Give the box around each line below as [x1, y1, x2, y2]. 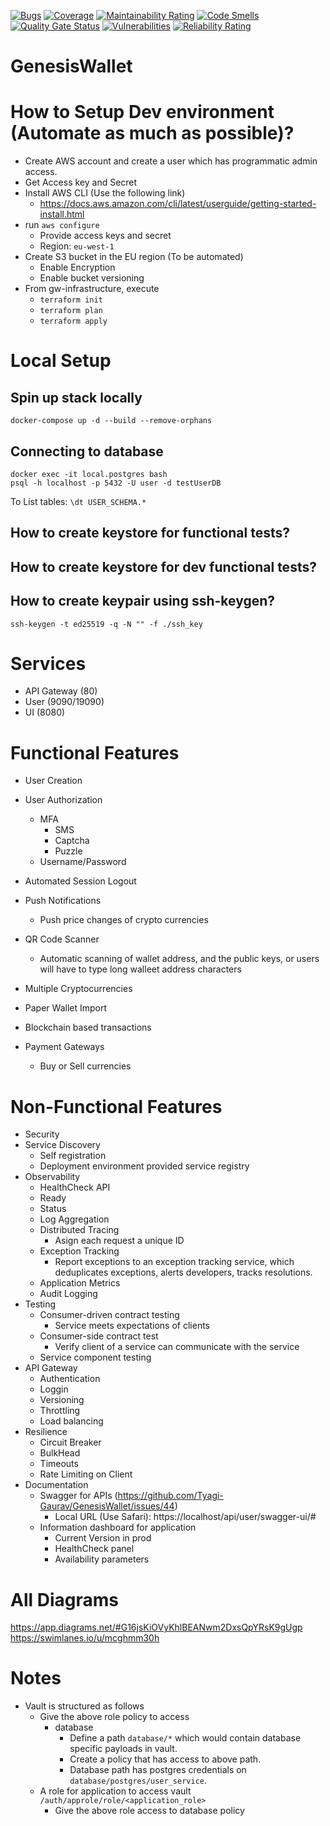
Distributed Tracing [39, 1224, 120, 1236]
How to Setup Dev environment [10, 101, 275, 124]
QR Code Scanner [24, 933, 100, 945]
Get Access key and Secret [24, 176, 138, 189]
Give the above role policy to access [39, 1711, 190, 1723]
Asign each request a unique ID [54, 1235, 185, 1247]
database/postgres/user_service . [69, 1775, 207, 1787]
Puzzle [54, 845, 83, 857]
